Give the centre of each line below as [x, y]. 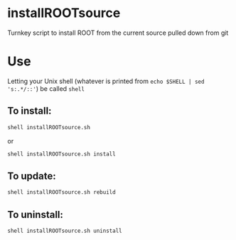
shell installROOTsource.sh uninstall [65, 231]
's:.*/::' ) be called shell [46, 88]
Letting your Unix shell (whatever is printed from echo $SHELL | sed [106, 81]
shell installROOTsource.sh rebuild [61, 192]
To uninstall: [36, 214]
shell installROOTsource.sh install [61, 154]
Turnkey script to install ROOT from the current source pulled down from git [118, 33]
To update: [32, 176]
